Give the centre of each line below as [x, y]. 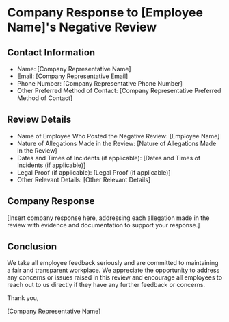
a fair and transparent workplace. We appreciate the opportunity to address [113, 270]
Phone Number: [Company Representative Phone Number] [100, 83]
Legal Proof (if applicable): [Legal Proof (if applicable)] [94, 172]
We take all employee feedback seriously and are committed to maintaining [113, 263]
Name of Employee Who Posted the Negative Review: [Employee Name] [118, 136]
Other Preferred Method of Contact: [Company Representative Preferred [119, 91]
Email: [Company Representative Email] [72, 76]
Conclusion [32, 247]
